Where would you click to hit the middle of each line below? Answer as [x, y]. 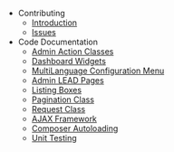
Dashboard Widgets [69, 61]
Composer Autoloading [75, 128]
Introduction [54, 23]
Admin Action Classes [72, 52]
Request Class [58, 109]
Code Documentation [58, 42]
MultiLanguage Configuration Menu [98, 71]
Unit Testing [54, 138]
